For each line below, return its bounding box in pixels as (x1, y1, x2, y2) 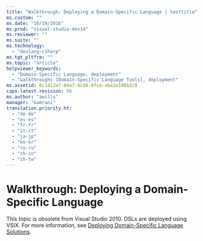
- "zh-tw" (12, 156, 37, 162)
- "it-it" (12, 128, 37, 134)
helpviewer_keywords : (6, 65, 62, 72)
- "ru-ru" (12, 144, 37, 151)
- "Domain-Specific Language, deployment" (12, 71, 121, 77)
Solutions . (6, 228, 32, 236)
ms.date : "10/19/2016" (6, 20, 64, 26)
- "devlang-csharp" (12, 49, 62, 55)
